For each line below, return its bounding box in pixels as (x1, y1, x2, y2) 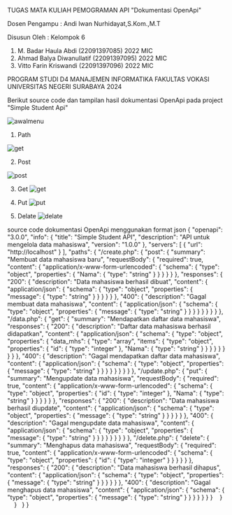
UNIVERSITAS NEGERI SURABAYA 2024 (7, 83, 122, 90)
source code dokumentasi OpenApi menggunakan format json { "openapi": (7, 225, 224, 234)
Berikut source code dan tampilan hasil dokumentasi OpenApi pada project (7, 96, 224, 104)
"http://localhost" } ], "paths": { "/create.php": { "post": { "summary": (7, 248, 206, 256)
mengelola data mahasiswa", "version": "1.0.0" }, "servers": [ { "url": (7, 241, 203, 248)
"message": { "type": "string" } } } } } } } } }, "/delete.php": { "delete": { (7, 434, 210, 442)
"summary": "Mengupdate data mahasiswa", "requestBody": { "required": (7, 374, 219, 382)
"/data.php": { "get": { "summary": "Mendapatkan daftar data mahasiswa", (7, 315, 222, 323)
